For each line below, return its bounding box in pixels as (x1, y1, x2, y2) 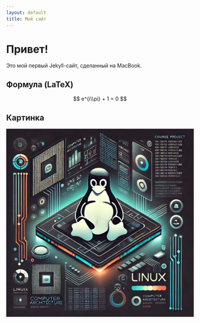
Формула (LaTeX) (6, 79, 74, 90)
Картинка (6, 112, 45, 122)
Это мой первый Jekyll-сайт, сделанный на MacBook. (6, 62, 142, 69)
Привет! (6, 42, 49, 56)
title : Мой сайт (6, 16, 46, 22)
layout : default (6, 10, 46, 16)
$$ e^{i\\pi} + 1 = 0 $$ (73, 96, 127, 103)
